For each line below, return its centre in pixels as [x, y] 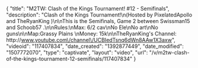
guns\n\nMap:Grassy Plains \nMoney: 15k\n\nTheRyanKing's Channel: [91, 34]
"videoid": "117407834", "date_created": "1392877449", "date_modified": [95, 46]
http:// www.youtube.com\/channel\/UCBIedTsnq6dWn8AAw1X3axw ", [91, 40]
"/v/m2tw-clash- [169, 52]
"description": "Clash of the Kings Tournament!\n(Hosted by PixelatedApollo [99, 15]
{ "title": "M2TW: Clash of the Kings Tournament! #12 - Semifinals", [88, 9]
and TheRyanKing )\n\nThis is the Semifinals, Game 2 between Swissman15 [98, 21]
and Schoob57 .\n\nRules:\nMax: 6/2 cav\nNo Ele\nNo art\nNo [82, 27]
